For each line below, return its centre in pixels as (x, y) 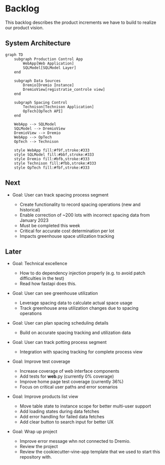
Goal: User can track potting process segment (59, 342)
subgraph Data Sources (37, 81)
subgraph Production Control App (49, 59)
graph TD (14, 55)
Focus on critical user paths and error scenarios (69, 387)
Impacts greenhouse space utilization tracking (67, 236)
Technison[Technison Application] (58, 107)
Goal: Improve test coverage (41, 362)
